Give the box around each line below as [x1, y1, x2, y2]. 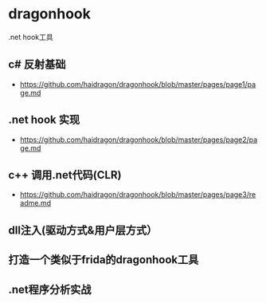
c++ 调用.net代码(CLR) [8, 168, 122, 182]
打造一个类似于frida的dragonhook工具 [8, 253, 199, 267]
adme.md [19, 199, 52, 208]
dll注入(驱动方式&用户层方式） [8, 223, 158, 237]
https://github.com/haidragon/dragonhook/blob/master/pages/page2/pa [19, 135, 258, 144]
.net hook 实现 [8, 113, 80, 127]
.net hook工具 [8, 32, 53, 41]
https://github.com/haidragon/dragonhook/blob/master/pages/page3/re [19, 190, 256, 199]
